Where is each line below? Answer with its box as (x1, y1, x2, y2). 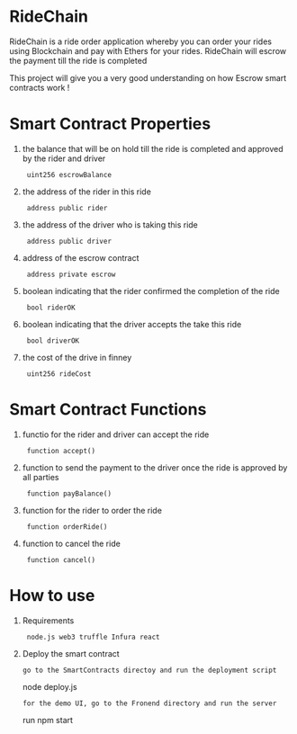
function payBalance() (26, 488, 112, 498)
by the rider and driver (22, 153, 106, 164)
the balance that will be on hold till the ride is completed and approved (22, 143, 283, 154)
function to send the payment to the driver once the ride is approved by (22, 461, 288, 473)
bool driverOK (26, 336, 80, 345)
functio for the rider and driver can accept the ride (22, 429, 210, 440)
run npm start (22, 714, 74, 725)
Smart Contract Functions (9, 399, 207, 420)
